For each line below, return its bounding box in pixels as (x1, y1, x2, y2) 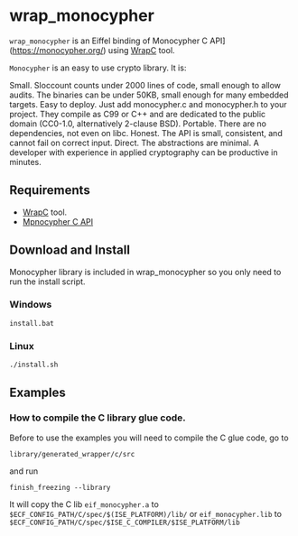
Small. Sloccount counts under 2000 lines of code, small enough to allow (9, 79, 282, 90)
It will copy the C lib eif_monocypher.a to (9, 498, 160, 510)
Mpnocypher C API (22, 216, 94, 226)
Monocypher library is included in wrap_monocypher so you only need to (9, 266, 282, 277)
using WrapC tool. (107, 44, 175, 55)
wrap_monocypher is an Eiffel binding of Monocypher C (9, 35, 209, 46)
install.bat (9, 319, 54, 328)
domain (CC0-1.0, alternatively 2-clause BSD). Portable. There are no (9, 118, 266, 129)
